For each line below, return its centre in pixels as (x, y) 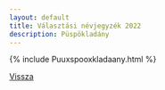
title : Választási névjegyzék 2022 (75, 26)
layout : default (39, 17)
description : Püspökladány (59, 34)
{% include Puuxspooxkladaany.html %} (83, 60)
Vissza (21, 77)
